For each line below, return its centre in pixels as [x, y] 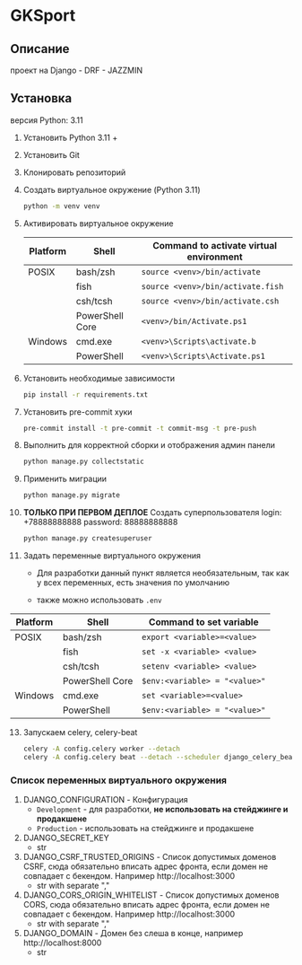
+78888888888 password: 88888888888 [100, 522]
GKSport [43, 16]
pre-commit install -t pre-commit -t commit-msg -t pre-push [140, 428]
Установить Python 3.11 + [70, 137]
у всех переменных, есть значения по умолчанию [133, 583]
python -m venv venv [61, 206]
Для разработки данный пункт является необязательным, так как [163, 573]
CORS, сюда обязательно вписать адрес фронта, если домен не [146, 905]
